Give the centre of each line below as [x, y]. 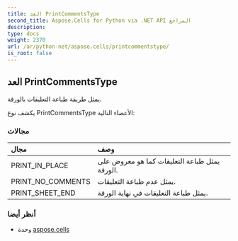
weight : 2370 [27, 40]
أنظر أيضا [22, 214]
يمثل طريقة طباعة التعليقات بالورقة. [55, 99]
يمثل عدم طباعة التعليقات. [136, 181]
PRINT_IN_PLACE [40, 165]
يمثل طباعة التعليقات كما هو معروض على [159, 161]
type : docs [23, 34]
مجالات [18, 131]
